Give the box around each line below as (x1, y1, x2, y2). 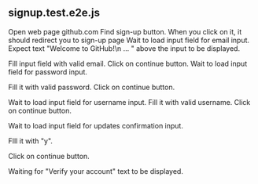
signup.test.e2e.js (8, 6, 101, 20)
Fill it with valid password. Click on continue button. (8, 82, 175, 92)
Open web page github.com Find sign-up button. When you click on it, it (8, 27, 242, 36)
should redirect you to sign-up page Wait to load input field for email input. (8, 35, 250, 45)
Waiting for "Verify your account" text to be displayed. (8, 166, 183, 175)
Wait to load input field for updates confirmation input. (8, 121, 183, 130)
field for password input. (8, 67, 88, 77)
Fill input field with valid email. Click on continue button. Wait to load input (8, 59, 248, 68)
